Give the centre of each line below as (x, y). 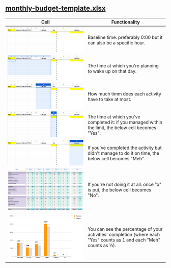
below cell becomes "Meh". (117, 158)
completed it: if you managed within (125, 122)
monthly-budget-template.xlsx (55, 8)
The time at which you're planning (123, 65)
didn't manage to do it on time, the (123, 153)
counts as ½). (102, 245)
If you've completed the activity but (125, 148)
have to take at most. (109, 100)
